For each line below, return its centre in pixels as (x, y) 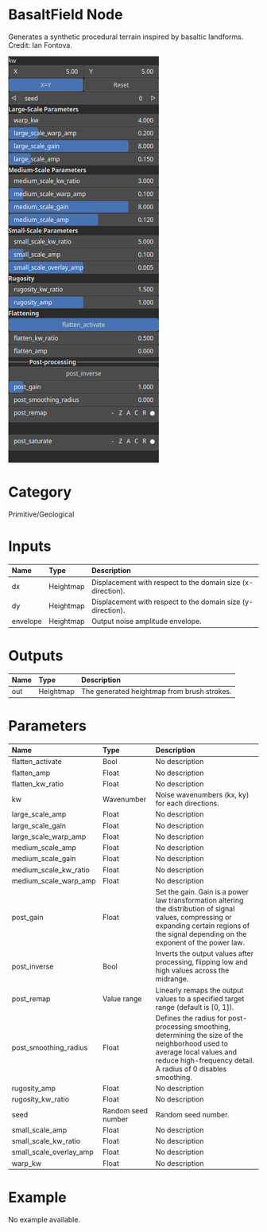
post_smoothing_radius (50, 1047)
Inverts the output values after (205, 953)
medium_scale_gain (44, 859)
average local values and (196, 1051)
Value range (122, 998)
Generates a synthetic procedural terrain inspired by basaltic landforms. (126, 37)
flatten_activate (37, 762)
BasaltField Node (66, 15)
